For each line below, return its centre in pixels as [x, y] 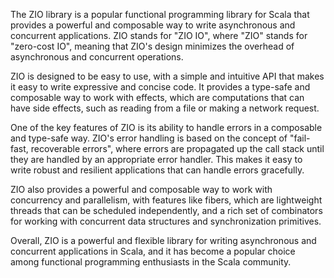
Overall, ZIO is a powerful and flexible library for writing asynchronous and [163, 240]
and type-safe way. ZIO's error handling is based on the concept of [149, 138]
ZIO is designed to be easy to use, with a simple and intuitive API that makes [167, 76]
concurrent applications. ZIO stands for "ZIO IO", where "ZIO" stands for [159, 35]
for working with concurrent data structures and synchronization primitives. [166, 221]
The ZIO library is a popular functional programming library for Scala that [160, 14]
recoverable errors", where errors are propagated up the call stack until [177, 148]
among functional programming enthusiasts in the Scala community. [151, 262]
